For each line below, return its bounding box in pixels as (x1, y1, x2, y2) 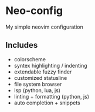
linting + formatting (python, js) (13, 93, 89, 100)
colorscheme (13, 55, 46, 62)
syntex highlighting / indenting (13, 62, 87, 69)
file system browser (13, 80, 62, 87)
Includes (5, 40, 38, 50)
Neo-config (5, 4, 63, 17)
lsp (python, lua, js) (13, 86, 61, 94)
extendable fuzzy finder (13, 68, 72, 75)
